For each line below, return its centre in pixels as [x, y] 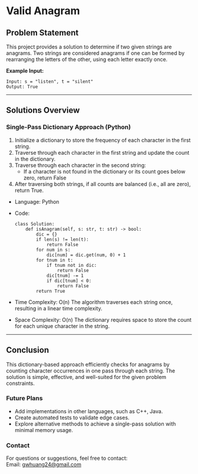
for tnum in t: [55, 260]
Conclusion [28, 350]
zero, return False [45, 178]
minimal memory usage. [44, 430]
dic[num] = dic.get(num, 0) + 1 [86, 255]
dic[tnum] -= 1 [65, 276]
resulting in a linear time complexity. [58, 308]
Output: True [22, 87]
